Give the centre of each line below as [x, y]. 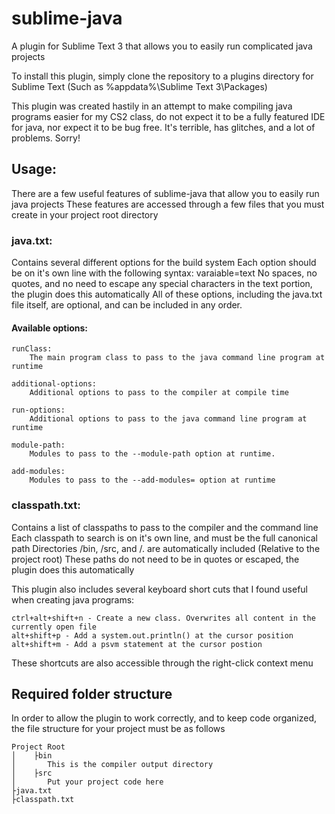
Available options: [50, 328]
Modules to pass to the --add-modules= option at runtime [152, 480]
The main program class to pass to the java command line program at [177, 358]
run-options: [38, 410]
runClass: [32, 349]
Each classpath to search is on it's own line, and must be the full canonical [164, 538]
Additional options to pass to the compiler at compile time [159, 393]
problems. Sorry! [46, 138]
